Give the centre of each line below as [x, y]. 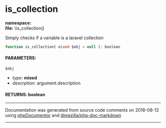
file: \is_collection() [25, 28]
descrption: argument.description [46, 83]
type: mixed [24, 78]
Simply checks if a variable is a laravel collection [54, 38]
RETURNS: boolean [25, 94]
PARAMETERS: [21, 58]
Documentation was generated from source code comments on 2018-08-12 [82, 110]
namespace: [18, 23]
